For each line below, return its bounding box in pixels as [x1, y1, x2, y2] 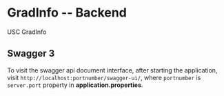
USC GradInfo [7, 28, 47, 36]
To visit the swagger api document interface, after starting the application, [7, 66, 218, 74]
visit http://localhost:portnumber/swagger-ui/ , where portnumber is [7, 73, 201, 81]
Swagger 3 [7, 48, 55, 59]
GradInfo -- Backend [7, 5, 128, 21]
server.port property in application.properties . [7, 81, 143, 89]
